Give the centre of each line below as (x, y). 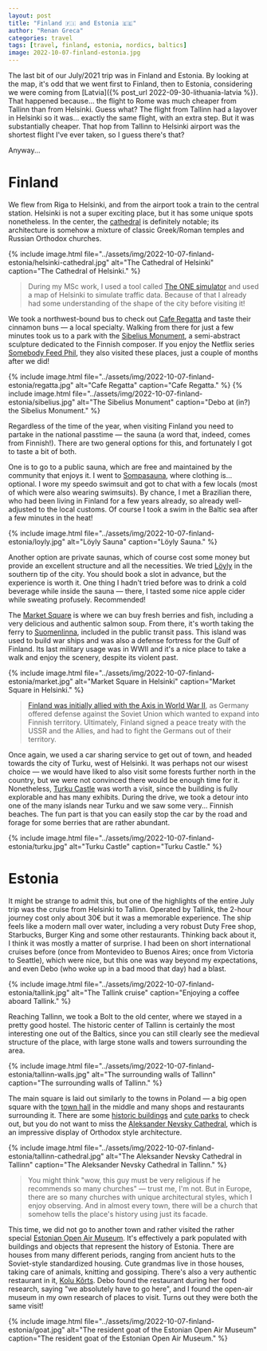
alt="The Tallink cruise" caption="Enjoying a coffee (155, 992)
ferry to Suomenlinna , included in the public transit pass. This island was (128, 632)
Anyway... (25, 150)
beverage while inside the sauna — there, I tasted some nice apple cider (127, 591)
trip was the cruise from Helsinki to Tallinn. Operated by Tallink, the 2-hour (131, 909)
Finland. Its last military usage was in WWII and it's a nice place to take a (128, 649)
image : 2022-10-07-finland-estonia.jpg (75, 53)
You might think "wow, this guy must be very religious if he (124, 1180)
